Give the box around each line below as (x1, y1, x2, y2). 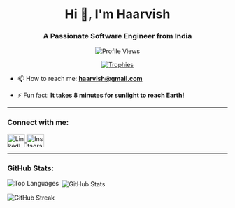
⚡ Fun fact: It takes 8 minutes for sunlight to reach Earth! (17, 91, 185, 100)
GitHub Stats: (7, 163, 55, 173)
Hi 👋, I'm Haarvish (64, 6, 171, 22)
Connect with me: (7, 118, 69, 128)
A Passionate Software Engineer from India (43, 31, 192, 41)
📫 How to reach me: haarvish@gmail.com (17, 75, 143, 83)
